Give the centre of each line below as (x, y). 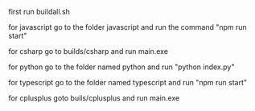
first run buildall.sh (39, 12)
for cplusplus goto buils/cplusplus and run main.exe (94, 98)
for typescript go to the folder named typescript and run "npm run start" (128, 82)
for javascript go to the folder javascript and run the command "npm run (127, 27)
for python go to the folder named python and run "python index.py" (121, 67)
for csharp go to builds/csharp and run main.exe (88, 51)
